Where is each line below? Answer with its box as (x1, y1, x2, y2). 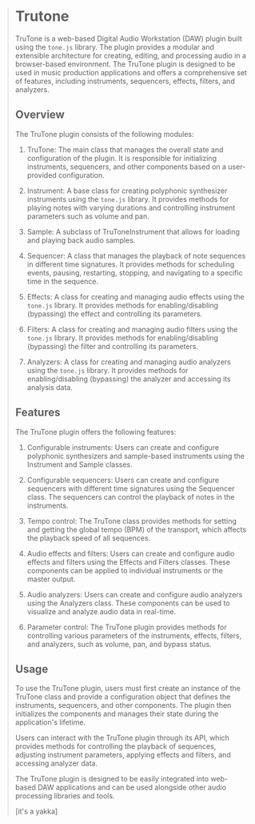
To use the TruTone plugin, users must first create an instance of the (14, 684, 241, 693)
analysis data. (26, 382, 73, 392)
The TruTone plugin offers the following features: (14, 427, 177, 436)
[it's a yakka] (14, 806, 58, 816)
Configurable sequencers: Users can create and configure (26, 475, 220, 484)
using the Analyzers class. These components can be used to (26, 598, 230, 608)
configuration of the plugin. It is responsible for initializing (26, 153, 217, 163)
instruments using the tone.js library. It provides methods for (26, 194, 229, 203)
